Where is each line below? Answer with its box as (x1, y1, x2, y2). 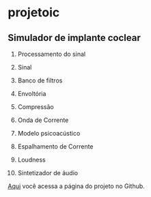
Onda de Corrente (17, 116, 69, 124)
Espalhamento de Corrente (17, 142, 94, 151)
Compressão (17, 103, 54, 110)
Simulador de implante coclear (8, 32, 141, 44)
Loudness (17, 155, 46, 164)
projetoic (8, 5, 60, 20)
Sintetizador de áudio (17, 169, 78, 177)
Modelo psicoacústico (17, 130, 81, 137)
